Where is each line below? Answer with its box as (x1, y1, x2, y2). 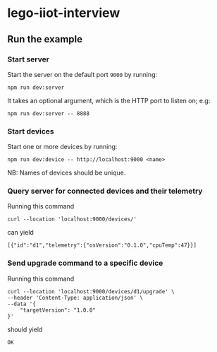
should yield (7, 325, 43, 334)
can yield (7, 228, 34, 237)
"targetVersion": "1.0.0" (20, 306, 97, 314)
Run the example (7, 33, 83, 45)
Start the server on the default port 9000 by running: (7, 70, 158, 78)
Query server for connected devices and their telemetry (7, 186, 203, 196)
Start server (7, 54, 49, 64)
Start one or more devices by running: (7, 143, 118, 151)
